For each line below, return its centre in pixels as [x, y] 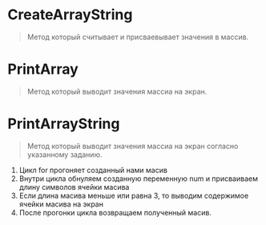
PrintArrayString [64, 124]
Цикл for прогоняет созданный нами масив [93, 170]
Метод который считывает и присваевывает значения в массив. [138, 37]
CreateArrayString [70, 15]
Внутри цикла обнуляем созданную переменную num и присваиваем [138, 179]
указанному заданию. [64, 155]
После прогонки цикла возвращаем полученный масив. [115, 212]
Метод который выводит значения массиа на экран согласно [133, 146]
